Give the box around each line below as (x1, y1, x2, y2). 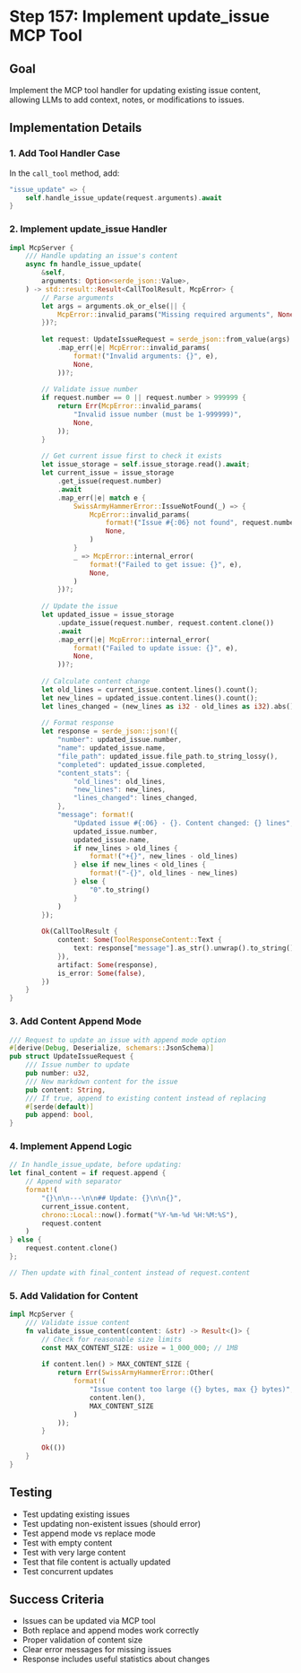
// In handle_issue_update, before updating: (9, 1160, 182, 1170)
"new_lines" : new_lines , (73, 785, 167, 795)
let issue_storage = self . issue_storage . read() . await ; (41, 460, 251, 469)
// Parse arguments (41, 293, 115, 302)
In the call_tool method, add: (9, 168, 120, 179)
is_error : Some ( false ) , (56, 969, 146, 978)
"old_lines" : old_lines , (73, 777, 167, 786)
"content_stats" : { (56, 769, 130, 778)
